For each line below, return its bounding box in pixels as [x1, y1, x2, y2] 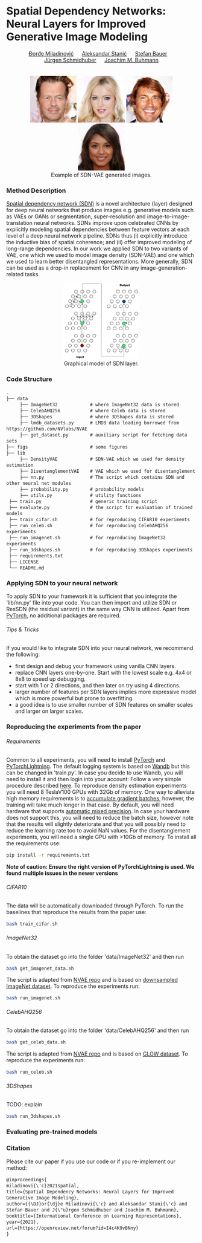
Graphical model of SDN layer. [63, 360, 139, 367]
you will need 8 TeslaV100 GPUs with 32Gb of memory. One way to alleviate [6, 788, 195, 796]
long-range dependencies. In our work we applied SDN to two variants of [6, 245, 188, 252]
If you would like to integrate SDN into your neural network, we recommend [6, 644, 194, 652]
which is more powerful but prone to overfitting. [14, 695, 134, 702]
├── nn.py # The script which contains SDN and [19, 474, 185, 480]
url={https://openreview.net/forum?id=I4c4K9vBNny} [6, 1225, 139, 1231]
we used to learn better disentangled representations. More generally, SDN [6, 258, 193, 265]
